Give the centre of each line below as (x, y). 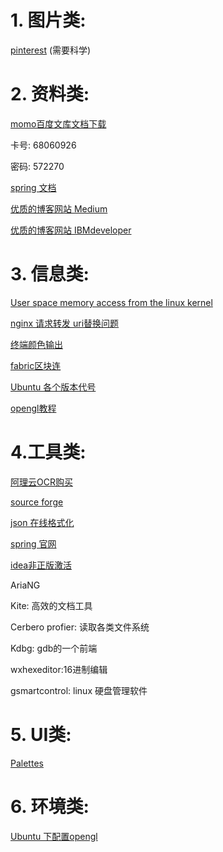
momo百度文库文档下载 (58, 123)
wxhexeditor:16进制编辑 (59, 669)
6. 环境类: (50, 806)
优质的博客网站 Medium (59, 208)
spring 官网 (33, 543)
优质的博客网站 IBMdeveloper (71, 230)
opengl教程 (33, 408)
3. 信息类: (50, 274)
